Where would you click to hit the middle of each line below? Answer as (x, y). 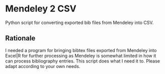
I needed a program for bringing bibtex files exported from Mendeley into (81, 50)
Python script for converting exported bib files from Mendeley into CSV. (79, 22)
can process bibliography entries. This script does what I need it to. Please (82, 61)
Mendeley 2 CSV (41, 9)
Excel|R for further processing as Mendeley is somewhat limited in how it (81, 55)
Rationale (20, 38)
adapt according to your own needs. (43, 66)
